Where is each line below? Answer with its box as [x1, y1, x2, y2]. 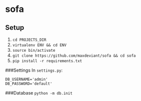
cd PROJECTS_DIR [12, 37, 46, 42]
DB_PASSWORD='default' [5, 81, 52, 86]
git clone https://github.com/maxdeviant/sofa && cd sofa [12, 53, 136, 58]
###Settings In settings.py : [5, 67, 63, 73]
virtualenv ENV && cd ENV [12, 43, 66, 48]
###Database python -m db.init [5, 90, 72, 96]
